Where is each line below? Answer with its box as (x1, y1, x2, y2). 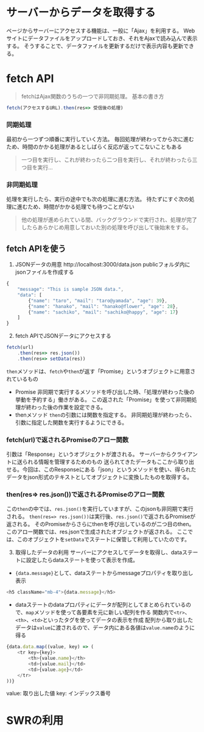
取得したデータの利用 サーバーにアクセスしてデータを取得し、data (15, 549, 183, 556)
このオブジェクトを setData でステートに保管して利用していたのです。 (16, 536, 190, 543)
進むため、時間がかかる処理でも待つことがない (16, 203, 135, 211)
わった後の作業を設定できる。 (31, 403, 107, 411)
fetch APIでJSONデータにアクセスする (15, 332, 111, 340)
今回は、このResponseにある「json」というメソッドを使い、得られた (22, 466, 197, 474)
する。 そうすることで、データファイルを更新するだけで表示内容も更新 (6, 42, 184, 49)
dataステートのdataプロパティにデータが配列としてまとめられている (15, 601, 186, 609)
